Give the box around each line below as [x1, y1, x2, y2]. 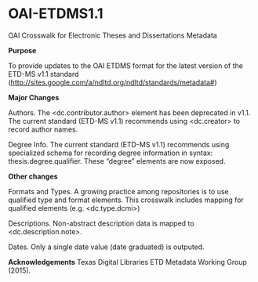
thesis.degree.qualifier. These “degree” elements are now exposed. [8, 156, 226, 165]
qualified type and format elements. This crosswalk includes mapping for [8, 195, 245, 204]
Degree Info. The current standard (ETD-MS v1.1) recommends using [8, 139, 230, 149]
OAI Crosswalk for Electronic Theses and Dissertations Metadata [8, 31, 217, 40]
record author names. [8, 125, 78, 134]
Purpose [8, 45, 37, 55]
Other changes [8, 172, 58, 181]
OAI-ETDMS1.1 [8, 5, 104, 23]
